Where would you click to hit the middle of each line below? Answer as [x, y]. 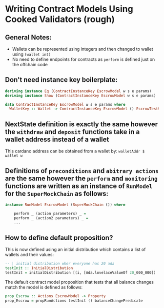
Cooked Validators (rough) [60, 19]
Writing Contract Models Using [69, 9]
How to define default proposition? [59, 238]
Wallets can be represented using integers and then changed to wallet [82, 49]
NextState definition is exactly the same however [82, 124]
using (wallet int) [31, 54]
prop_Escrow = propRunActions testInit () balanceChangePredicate [74, 301]
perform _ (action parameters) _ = [50, 213]
